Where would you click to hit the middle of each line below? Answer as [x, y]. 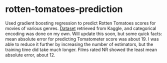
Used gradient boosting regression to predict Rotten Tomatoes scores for [80, 23]
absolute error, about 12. [30, 55]
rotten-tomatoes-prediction [64, 9]
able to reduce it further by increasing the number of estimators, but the [79, 44]
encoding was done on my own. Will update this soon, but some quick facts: [84, 33]
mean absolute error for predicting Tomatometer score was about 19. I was [82, 39]
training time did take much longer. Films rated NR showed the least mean [81, 49]
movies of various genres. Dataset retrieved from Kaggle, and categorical [81, 28]
